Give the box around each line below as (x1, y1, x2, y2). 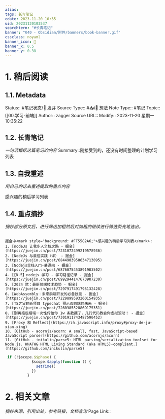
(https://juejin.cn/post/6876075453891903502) (5, 267, 102, 272)
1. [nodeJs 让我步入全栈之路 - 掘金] (5, 244, 75, 249)
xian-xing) (5, 324, 28, 329)
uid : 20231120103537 (5, 21, 48, 26)
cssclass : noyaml (5, 35, 41, 40)
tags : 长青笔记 (5, 12, 33, 17)
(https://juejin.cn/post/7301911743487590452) (5, 315, 102, 320)
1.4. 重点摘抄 (5, 210, 44, 218)
